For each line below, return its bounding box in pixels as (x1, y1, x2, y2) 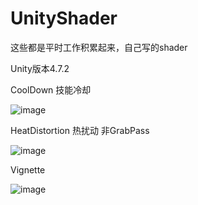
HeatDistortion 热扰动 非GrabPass (10, 124, 150, 136)
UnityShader (10, 7, 118, 30)
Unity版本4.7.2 (10, 62, 70, 74)
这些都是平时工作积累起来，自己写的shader (10, 41, 188, 53)
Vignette (10, 163, 46, 176)
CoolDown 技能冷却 (10, 83, 92, 96)
